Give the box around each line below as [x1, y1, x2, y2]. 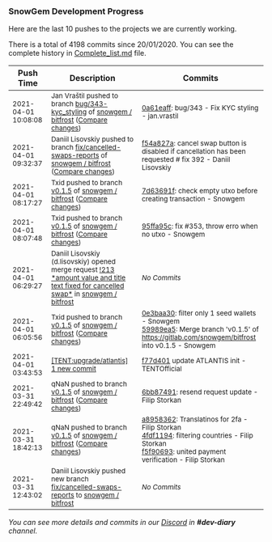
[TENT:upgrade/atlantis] [51, 356, 129, 366]
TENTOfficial [141, 364, 182, 374]
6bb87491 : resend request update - [141, 387, 258, 397]
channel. [8, 526, 38, 536]
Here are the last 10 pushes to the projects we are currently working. [8, 24, 237, 34]
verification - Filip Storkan [141, 455, 225, 464]
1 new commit [51, 364, 97, 374]
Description [69, 73, 116, 84]
